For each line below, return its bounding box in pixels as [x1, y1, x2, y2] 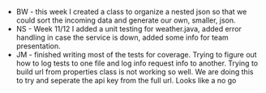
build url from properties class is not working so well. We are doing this [15, 67, 254, 76]
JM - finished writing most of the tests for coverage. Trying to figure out [15, 50, 257, 59]
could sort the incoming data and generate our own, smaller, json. [15, 15, 237, 25]
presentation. [15, 41, 61, 51]
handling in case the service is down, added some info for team [15, 32, 229, 42]
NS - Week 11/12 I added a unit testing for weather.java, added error [15, 24, 242, 33]
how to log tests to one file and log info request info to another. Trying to [15, 58, 258, 68]
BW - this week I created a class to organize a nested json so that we [15, 7, 247, 16]
